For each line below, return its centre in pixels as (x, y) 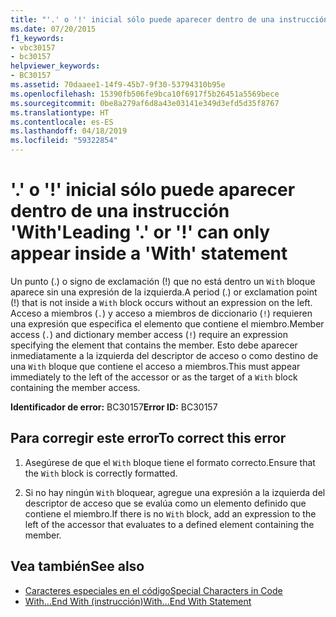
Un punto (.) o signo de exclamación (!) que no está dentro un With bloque (163, 281)
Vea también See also (77, 566)
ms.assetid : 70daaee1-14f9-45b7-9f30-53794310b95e (118, 85)
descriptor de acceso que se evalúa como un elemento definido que (165, 503)
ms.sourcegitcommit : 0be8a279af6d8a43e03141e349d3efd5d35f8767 (145, 103)
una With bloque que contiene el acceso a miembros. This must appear (155, 366)
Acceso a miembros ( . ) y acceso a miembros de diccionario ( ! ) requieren (161, 313)
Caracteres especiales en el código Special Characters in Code (153, 590)
